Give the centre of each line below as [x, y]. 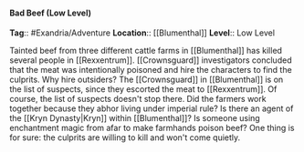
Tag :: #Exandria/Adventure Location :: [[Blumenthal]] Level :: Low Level [142, 33]
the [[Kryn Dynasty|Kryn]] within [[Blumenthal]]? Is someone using [135, 118]
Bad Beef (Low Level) [50, 13]
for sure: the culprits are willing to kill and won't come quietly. [125, 137]
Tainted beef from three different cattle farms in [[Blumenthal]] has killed [146, 51]
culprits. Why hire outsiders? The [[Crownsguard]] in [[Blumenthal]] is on [147, 80]
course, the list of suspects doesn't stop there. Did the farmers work [138, 99]
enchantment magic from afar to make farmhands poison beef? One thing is [152, 128]
